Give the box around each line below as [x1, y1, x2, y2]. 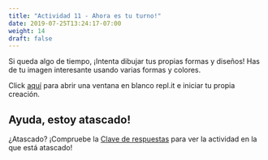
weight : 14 [8, 27, 45, 35]
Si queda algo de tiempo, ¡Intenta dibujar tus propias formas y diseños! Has [8, 57, 260, 66]
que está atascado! [8, 143, 73, 153]
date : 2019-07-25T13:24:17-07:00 [8, 19, 122, 27]
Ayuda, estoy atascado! [8, 112, 132, 126]
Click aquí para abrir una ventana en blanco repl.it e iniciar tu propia [8, 81, 236, 91]
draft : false [8, 34, 53, 43]
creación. [8, 90, 41, 99]
